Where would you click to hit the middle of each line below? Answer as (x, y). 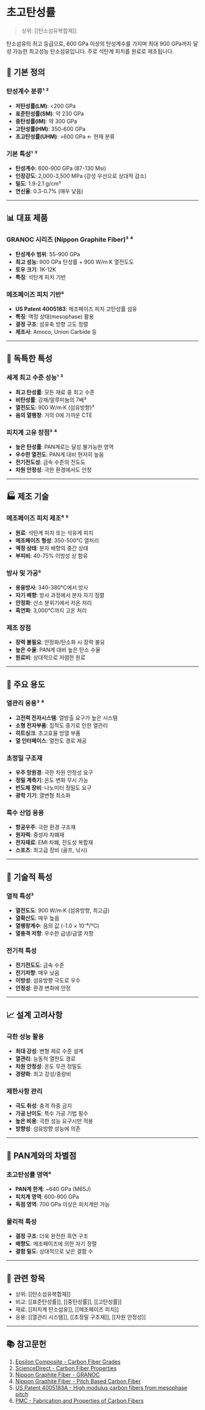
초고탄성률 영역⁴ (29, 1175)
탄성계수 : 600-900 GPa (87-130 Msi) (61, 168)
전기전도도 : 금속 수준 (40, 965)
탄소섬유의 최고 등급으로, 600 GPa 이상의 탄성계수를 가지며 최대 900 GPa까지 (99, 43)
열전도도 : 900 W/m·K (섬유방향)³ (55, 407)
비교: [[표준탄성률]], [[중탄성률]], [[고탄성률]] (68, 1302)
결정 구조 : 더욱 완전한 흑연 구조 (52, 1236)
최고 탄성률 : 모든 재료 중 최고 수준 (55, 392)
